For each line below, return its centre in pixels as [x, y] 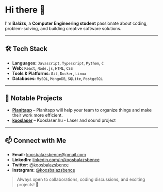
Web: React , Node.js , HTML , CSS [42, 68]
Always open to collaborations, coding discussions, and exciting [81, 179]
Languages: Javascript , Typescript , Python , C [58, 63]
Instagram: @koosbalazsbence [43, 170]
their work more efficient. [37, 115]
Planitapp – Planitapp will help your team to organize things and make [82, 110]
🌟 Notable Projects [34, 98]
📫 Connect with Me [36, 140]
